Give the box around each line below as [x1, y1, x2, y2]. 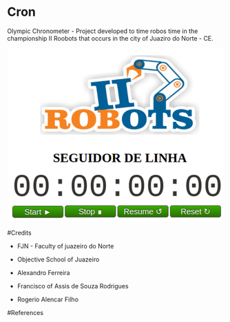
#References [7, 309, 43, 317]
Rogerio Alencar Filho [17, 295, 79, 303]
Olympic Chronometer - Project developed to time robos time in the [7, 27, 198, 35]
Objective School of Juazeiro [17, 255, 100, 264]
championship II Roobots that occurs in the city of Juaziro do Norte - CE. [7, 34, 213, 42]
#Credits [7, 228, 32, 237]
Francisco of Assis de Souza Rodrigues [17, 282, 129, 290]
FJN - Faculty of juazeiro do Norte [17, 242, 114, 250]
